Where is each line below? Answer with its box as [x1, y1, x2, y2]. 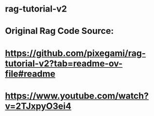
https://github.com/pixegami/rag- [5, 47, 146, 58]
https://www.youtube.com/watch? [5, 90, 149, 101]
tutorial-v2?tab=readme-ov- [5, 58, 123, 69]
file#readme [5, 68, 56, 79]
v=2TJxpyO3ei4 [5, 101, 71, 112]
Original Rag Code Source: [5, 26, 114, 37]
